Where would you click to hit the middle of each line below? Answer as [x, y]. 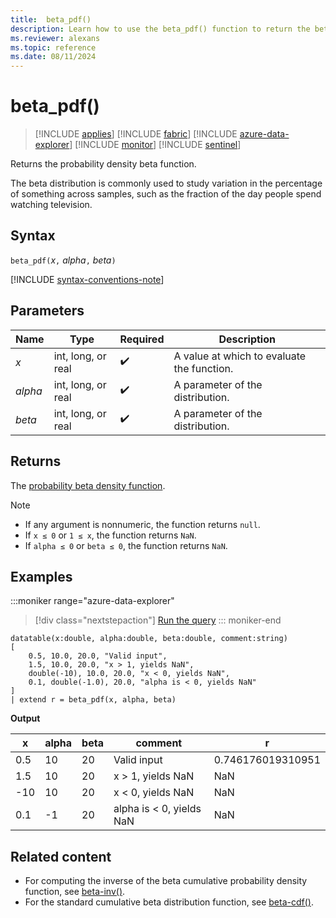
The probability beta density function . [88, 485]
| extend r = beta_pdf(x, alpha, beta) [93, 700]
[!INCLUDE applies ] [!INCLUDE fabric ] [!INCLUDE [136, 134]
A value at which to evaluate [240, 356]
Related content [61, 856]
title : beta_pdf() [51, 19]
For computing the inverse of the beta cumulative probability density [166, 881]
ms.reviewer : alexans [55, 38]
